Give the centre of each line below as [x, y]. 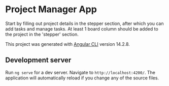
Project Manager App [51, 9]
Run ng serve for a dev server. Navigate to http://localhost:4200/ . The [80, 72]
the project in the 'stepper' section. [42, 34]
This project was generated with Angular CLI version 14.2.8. [68, 44]
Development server [38, 60]
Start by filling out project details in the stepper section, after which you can [84, 23]
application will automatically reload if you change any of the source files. [82, 78]
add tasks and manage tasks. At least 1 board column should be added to [82, 28]
